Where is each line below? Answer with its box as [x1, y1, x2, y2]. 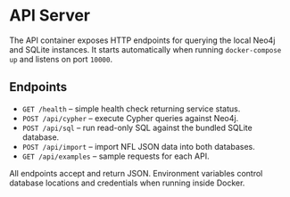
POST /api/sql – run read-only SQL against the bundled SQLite [21, 122, 253, 133]
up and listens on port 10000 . [9, 53, 113, 64]
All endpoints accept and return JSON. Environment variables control [9, 168, 263, 178]
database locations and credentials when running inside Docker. [9, 177, 245, 188]
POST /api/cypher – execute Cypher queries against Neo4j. [21, 112, 239, 123]
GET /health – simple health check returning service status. [21, 103, 241, 114]
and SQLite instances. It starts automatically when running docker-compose [9, 44, 282, 54]
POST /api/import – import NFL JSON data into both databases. [21, 141, 256, 152]
